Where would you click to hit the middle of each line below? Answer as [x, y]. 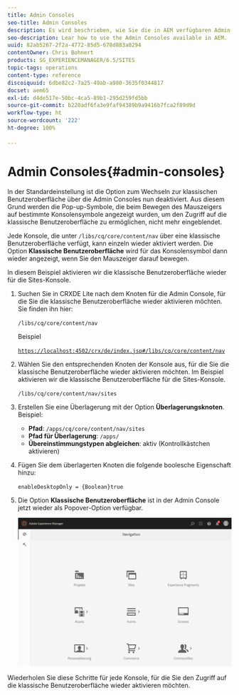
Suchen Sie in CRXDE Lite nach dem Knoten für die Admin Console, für [122, 293]
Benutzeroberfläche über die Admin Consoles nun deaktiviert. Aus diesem [116, 199]
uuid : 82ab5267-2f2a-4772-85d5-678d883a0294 [74, 45]
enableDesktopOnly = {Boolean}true [70, 487]
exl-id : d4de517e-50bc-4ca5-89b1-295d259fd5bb [78, 98]
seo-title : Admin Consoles [47, 22]
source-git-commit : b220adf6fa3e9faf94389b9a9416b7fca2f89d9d [101, 106]
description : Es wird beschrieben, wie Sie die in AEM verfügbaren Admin [119, 30]
